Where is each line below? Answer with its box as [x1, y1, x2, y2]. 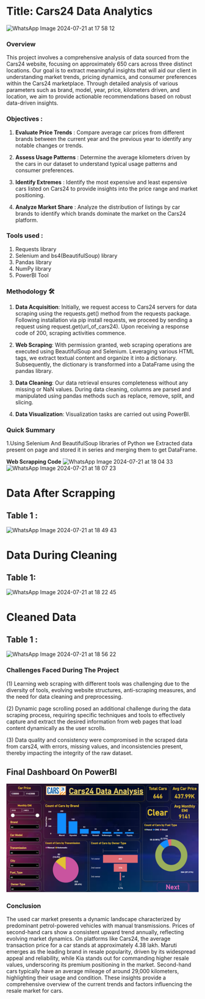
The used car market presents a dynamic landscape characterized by [6, 916, 181, 923]
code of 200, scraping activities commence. [15, 330, 126, 337]
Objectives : [6, 115, 43, 123]
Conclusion [6, 902, 41, 910]
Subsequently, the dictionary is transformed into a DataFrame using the [15, 361, 195, 368]
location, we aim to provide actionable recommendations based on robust [6, 93, 192, 100]
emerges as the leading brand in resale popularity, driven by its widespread [6, 948, 196, 956]
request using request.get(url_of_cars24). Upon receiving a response [15, 323, 189, 330]
